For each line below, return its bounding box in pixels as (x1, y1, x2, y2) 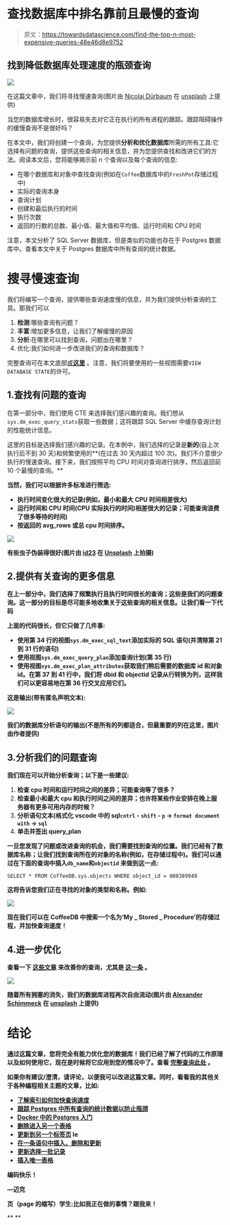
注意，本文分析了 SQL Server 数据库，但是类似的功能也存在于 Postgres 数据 (7, 236, 221, 244)
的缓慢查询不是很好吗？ (7, 123, 73, 132)
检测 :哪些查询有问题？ (16, 318, 79, 326)
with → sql (16, 819, 48, 827)
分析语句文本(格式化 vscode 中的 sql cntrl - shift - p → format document (16, 811, 220, 820)
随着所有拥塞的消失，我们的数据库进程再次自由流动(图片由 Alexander (7, 990, 203, 999)
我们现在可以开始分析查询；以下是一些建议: (7, 771, 129, 779)
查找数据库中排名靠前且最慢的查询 (7, 6, 200, 22)
